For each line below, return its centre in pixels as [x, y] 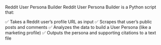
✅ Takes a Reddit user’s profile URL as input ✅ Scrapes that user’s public [79, 22]
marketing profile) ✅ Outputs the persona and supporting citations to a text [81, 33]
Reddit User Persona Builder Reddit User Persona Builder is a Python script [81, 7]
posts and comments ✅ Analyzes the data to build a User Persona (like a [78, 27]
